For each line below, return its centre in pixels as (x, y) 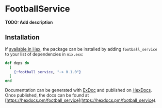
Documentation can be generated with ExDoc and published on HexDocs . (79, 90)
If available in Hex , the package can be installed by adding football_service (81, 49)
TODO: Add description (29, 22)
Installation (22, 37)
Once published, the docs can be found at (47, 95)
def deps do (17, 63)
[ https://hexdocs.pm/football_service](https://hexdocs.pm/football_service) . (81, 100)
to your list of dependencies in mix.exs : (44, 54)
